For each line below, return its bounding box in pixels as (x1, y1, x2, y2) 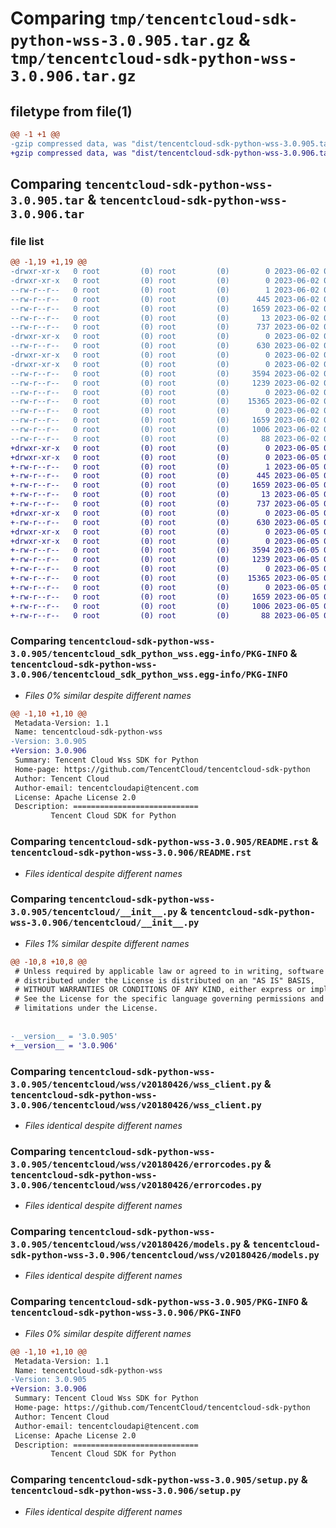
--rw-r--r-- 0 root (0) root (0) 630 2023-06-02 (10, 341, 320, 351)
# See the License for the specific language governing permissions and (14, 994, 325, 1004)
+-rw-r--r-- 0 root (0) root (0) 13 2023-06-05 (10, 490, 320, 500)
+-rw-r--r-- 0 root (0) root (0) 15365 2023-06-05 (10, 573, 320, 584)
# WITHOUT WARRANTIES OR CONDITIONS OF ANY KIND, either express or (14, 985, 307, 995)
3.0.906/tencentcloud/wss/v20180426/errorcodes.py (10, 1179, 262, 1191)
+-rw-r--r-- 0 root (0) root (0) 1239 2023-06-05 (10, 555, 320, 565)
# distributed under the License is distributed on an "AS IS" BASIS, (14, 975, 315, 986)
